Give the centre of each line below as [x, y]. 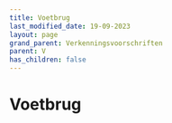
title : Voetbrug [40, 18]
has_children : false [48, 60]
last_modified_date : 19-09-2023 [70, 26]
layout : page [34, 34]
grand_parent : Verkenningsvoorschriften [86, 43]
